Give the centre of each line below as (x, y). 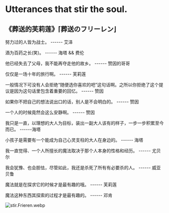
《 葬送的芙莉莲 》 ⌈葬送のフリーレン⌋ (61, 29)
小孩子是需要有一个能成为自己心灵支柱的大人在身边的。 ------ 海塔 (74, 140)
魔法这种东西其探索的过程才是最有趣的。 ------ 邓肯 (59, 195)
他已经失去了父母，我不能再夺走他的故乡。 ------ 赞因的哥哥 (68, 63)
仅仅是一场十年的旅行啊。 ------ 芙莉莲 (46, 74)
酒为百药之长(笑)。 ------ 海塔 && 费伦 (45, 53)
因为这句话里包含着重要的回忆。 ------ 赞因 (59, 91)
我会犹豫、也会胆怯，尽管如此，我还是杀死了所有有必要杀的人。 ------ (78, 168)
